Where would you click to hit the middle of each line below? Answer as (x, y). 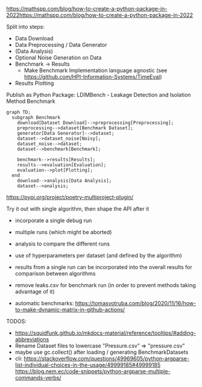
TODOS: (17, 321)
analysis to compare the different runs (62, 244)
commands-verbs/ (38, 378)
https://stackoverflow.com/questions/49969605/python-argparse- (107, 358)
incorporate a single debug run (53, 220)
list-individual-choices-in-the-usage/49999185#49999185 (88, 365)
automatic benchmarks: (44, 303)
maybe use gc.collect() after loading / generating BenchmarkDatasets (102, 352)
